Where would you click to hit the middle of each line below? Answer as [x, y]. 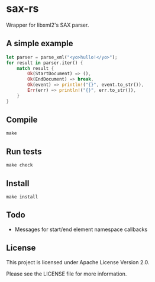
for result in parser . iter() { [45, 63]
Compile [22, 120]
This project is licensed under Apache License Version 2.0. [78, 262]
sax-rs [22, 9]
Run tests [24, 151]
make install [22, 197]
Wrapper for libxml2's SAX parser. [48, 25]
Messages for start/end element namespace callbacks [81, 229]
